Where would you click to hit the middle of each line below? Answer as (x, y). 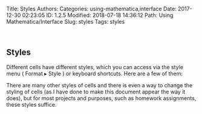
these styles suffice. (31, 104)
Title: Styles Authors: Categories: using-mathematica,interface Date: (91, 9)
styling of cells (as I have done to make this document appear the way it (96, 92)
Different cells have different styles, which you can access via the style (95, 67)
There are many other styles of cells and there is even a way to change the (99, 85)
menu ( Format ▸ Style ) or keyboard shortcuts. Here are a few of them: (95, 73)
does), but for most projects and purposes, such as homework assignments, (101, 98)
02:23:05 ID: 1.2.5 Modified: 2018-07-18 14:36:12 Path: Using (98, 15)
